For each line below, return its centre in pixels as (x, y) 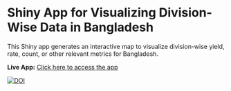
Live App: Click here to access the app (63, 67)
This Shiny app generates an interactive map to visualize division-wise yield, (116, 46)
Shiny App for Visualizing (82, 13)
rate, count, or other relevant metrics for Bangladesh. (83, 54)
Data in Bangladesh (97, 27)
